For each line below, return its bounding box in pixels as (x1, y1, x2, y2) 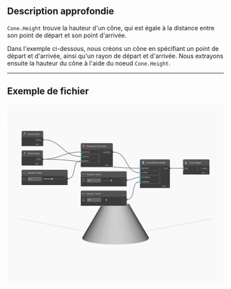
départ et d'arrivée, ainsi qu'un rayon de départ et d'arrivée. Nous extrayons (7, 52, 223, 60)
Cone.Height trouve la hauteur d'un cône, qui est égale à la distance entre (7, 23, 215, 32)
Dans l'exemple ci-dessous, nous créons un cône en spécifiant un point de (7, 44, 219, 52)
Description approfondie (7, 6, 115, 17)
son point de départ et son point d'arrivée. (7, 31, 127, 39)
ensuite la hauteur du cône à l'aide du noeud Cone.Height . (7, 58, 170, 67)
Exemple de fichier (7, 85, 89, 97)
